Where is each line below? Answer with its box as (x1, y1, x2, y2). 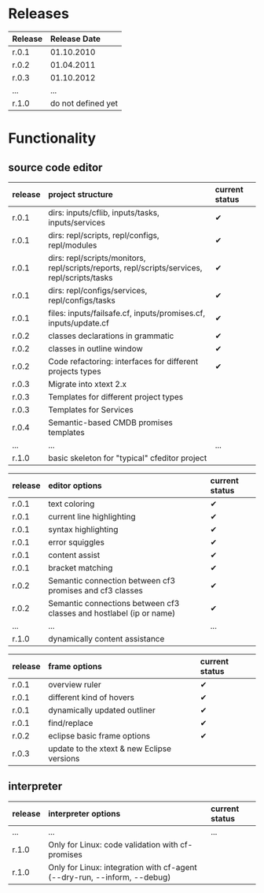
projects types (48, 366, 101, 377)
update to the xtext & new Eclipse (48, 742, 171, 753)
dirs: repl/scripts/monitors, (48, 252, 146, 263)
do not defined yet (49, 98, 118, 109)
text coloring (48, 498, 95, 509)
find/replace (48, 717, 93, 728)
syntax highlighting (48, 523, 119, 534)
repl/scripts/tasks (48, 272, 113, 283)
